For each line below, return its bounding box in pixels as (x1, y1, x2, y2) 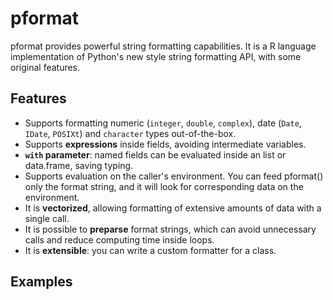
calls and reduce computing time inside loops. (24, 233, 215, 246)
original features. (10, 61, 81, 73)
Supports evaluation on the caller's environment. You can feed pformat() (24, 170, 324, 182)
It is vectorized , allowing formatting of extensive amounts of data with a (24, 202, 322, 214)
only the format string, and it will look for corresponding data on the (24, 180, 304, 192)
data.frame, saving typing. (24, 159, 134, 171)
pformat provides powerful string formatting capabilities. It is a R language (10, 40, 317, 52)
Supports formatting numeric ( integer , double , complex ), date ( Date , (24, 117, 302, 129)
